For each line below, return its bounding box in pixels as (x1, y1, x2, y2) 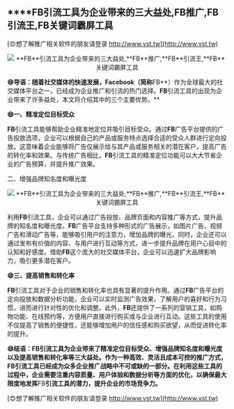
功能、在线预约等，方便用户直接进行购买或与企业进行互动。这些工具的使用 (13, 312, 227, 321)
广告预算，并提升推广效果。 (19, 160, 99, 168)
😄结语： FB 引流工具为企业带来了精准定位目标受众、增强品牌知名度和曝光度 (7, 344, 223, 353)
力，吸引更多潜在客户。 (7, 256, 75, 265)
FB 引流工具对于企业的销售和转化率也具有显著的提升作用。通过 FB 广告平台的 (7, 286, 224, 294)
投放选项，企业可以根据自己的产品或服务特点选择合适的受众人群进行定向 (13, 133, 221, 141)
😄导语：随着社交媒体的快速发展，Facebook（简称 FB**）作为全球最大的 (7, 77, 217, 86)
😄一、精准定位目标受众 (7, 110, 75, 118)
